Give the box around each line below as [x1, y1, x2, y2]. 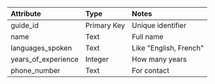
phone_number [10, 66, 61, 75]
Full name [132, 32, 164, 41]
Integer [85, 55, 109, 64]
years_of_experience [10, 55, 79, 64]
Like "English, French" [132, 43, 204, 53]
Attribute [10, 9, 42, 18]
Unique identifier [132, 21, 186, 30]
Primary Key [85, 21, 125, 30]
